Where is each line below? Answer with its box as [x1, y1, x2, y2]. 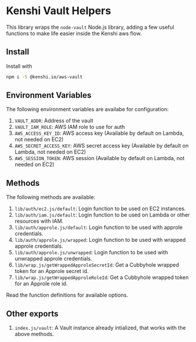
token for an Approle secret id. [14, 268, 89, 275]
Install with [6, 62, 32, 69]
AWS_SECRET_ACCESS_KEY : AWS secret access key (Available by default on [14, 142, 189, 150]
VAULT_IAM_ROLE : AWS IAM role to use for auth [14, 124, 125, 131]
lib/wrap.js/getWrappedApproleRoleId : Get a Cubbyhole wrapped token [14, 274, 189, 281]
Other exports [6, 308, 59, 318]
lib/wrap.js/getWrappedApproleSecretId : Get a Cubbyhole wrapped [14, 261, 180, 268]
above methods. [14, 331, 54, 338]
